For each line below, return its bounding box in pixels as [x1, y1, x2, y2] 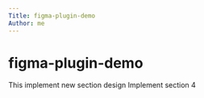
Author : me [8, 19, 45, 27]
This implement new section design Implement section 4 [8, 80, 196, 90]
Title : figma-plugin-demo [8, 11, 95, 20]
